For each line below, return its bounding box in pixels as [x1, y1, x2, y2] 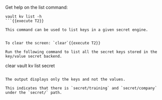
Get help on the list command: [5, 5, 68, 10]
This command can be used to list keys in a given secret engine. [5, 27, 148, 32]
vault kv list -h [5, 14, 42, 19]
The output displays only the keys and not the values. [5, 77, 126, 82]
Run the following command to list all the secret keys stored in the [5, 49, 157, 55]
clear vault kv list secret [5, 63, 55, 69]
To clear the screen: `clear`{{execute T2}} [5, 40, 101, 45]
